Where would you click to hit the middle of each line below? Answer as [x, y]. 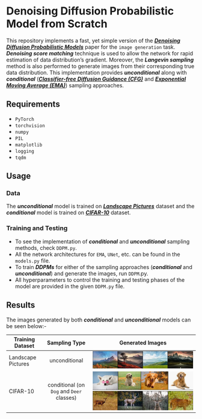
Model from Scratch [57, 24]
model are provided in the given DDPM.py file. [70, 286]
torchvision [30, 126]
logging [24, 151]
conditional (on [66, 385]
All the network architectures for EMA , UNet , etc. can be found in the [97, 254]
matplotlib [29, 145]
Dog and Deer [66, 391]
